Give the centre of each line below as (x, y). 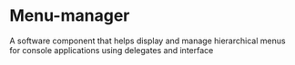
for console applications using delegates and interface (112, 50)
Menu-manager (70, 16)
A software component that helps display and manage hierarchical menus (147, 41)
